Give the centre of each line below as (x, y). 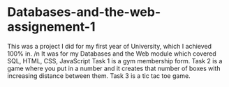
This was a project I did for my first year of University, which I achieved (109, 46)
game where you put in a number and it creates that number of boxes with (114, 68)
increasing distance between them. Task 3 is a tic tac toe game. (99, 76)
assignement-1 (51, 27)
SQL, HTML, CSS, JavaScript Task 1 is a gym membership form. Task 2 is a (115, 61)
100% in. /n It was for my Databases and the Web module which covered (112, 54)
